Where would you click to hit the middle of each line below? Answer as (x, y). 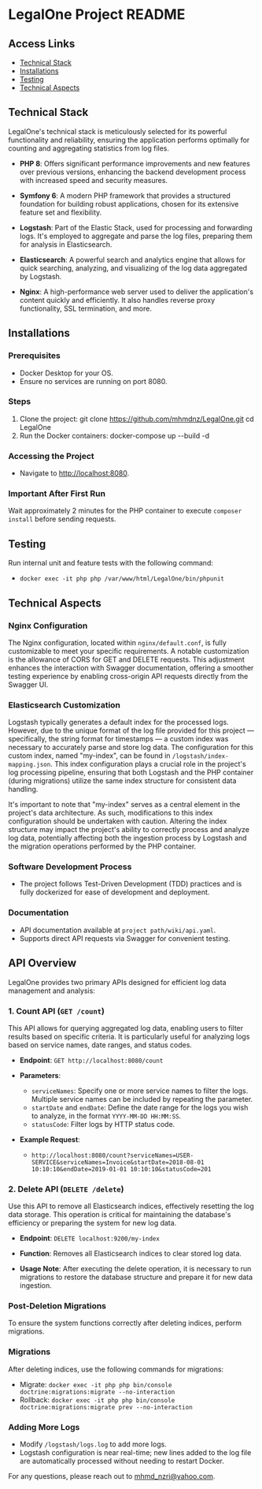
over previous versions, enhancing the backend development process (133, 172)
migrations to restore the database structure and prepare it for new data (136, 1277)
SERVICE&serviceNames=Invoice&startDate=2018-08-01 (118, 1162)
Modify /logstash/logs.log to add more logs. (93, 1444)
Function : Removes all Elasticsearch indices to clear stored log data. (131, 1254)
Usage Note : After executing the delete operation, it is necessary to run (135, 1269)
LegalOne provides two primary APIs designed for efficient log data (117, 982)
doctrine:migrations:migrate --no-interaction (97, 1392)
